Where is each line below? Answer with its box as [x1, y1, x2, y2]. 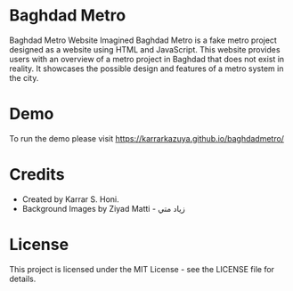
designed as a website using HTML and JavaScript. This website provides [9, 44, 281, 54]
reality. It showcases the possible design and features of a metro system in [9, 63, 284, 74]
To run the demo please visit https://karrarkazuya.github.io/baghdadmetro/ [9, 133, 285, 143]
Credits [9, 165, 65, 185]
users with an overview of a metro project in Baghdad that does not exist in [9, 53, 285, 64]
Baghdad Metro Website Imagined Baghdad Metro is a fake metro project [9, 35, 278, 45]
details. [9, 273, 37, 284]
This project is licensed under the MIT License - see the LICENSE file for [9, 263, 274, 274]
